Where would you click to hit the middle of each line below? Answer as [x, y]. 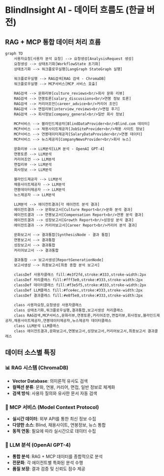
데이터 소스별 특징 [30, 353]
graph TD [14, 53]
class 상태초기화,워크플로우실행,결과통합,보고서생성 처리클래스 [69, 310]
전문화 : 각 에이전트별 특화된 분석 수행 [48, 463]
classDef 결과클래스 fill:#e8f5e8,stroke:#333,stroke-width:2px [79, 295]
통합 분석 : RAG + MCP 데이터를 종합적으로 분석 [57, 456]
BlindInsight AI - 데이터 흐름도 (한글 [75, 10]
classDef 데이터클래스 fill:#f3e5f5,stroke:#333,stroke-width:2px [80, 285]
